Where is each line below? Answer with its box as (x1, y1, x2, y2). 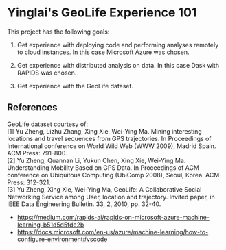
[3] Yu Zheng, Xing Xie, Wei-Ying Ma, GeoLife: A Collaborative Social (7, 185, 202, 193)
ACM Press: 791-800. (7, 149, 67, 157)
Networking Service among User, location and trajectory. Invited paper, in (7, 192, 215, 201)
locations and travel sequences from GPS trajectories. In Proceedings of (7, 134, 212, 142)
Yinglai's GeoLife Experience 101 (7, 5, 197, 21)
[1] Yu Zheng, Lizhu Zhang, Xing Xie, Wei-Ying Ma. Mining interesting (7, 127, 203, 135)
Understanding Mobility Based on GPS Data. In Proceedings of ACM (7, 163, 199, 172)
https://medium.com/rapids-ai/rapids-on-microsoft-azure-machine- (16, 213, 210, 221)
